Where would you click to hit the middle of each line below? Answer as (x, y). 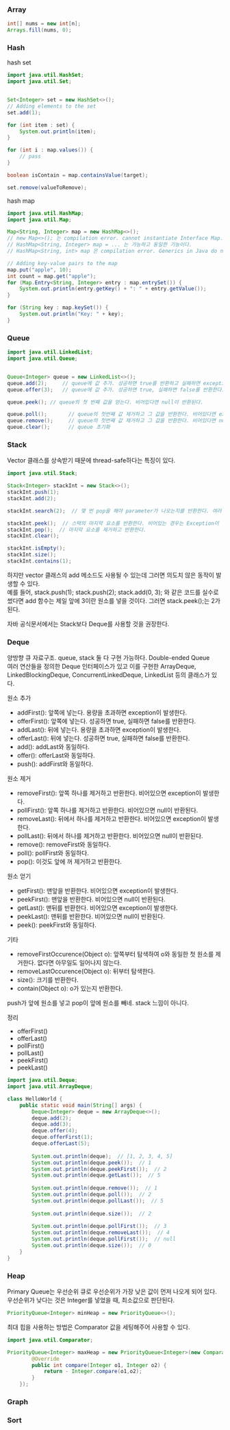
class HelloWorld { (35, 1099)
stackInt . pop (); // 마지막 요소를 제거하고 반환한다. (77, 530)
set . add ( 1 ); (24, 112)
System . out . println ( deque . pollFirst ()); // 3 (99, 1226)
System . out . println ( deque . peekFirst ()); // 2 (99, 1169)
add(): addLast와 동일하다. (53, 747)
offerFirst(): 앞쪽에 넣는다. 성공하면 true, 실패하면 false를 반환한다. (106, 722)
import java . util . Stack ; (42, 473)
